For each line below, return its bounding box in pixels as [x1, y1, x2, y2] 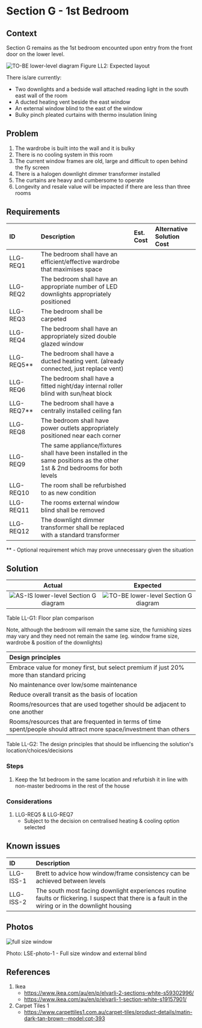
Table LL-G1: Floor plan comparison [6, 614, 94, 621]
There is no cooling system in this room [14, 151, 113, 158]
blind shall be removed [41, 506, 105, 514]
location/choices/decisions [6, 747, 73, 754]
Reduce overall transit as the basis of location [9, 691, 138, 699]
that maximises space [41, 265, 103, 273]
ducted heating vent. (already [41, 357, 124, 365]
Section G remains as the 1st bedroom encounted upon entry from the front [6, 44, 192, 51]
